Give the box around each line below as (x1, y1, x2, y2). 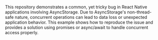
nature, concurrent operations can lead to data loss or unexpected (15, 14, 147, 20)
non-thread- (127, 9, 152, 15)
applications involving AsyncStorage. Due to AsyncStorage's (5, 9, 126, 15)
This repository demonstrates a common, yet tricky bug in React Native (5, 4, 147, 10)
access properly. (5, 30, 39, 35)
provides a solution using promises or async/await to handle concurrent (5, 25, 149, 30)
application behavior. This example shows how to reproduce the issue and (5, 19, 154, 25)
